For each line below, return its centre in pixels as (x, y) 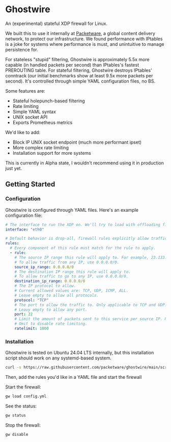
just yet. (13, 168)
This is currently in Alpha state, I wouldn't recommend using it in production (85, 163)
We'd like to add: (23, 132)
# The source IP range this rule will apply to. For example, (82, 257)
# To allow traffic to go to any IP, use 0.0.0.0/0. (72, 277)
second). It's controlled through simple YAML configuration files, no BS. (80, 81)
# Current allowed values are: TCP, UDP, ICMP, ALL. (72, 291)
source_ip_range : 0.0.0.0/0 (44, 267)
